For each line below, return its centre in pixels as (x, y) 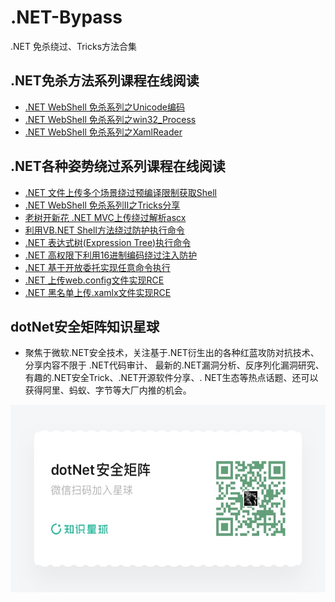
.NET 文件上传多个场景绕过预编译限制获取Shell (120, 192)
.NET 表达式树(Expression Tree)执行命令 (108, 242)
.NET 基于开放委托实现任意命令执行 (97, 267)
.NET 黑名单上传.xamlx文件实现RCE (98, 292)
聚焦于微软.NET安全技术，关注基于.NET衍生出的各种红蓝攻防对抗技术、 (172, 353)
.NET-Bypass (66, 17)
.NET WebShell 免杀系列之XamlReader (103, 132)
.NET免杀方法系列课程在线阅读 (105, 81)
